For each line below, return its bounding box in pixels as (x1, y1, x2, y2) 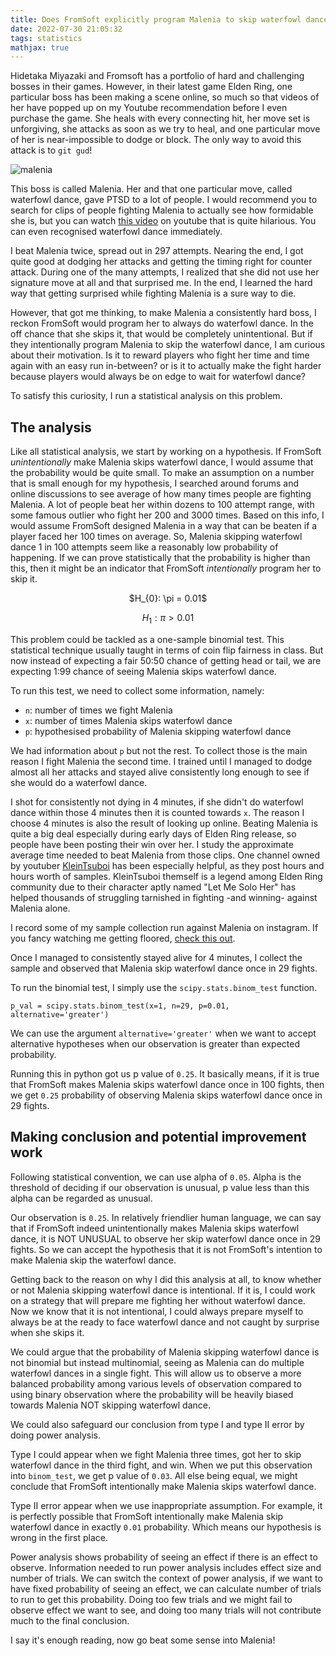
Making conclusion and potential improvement (10, 1129, 307, 1146)
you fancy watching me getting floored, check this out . (10, 932, 236, 944)
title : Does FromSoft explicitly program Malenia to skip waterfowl (10, 14, 302, 25)
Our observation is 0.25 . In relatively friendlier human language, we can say (10, 1211, 322, 1223)
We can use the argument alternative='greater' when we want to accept (10, 1027, 317, 1039)
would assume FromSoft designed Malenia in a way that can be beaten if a (10, 520, 318, 532)
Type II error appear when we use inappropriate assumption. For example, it (10, 1499, 323, 1511)
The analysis (10, 419, 92, 436)
